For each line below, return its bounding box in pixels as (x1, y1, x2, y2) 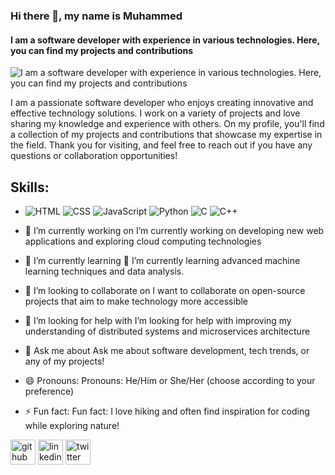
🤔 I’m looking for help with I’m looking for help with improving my (24, 314, 292, 326)
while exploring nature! (24, 419, 120, 431)
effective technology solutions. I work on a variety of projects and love (10, 107, 301, 119)
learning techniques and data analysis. (24, 265, 185, 277)
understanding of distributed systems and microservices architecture (24, 325, 311, 337)
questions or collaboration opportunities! (10, 150, 178, 162)
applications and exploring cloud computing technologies (24, 235, 262, 247)
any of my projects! (24, 355, 105, 367)
